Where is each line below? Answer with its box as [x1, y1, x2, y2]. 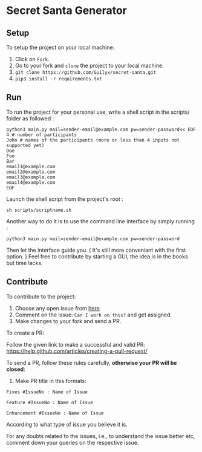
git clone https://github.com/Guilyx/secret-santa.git [15, 70, 157, 76]
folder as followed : [6, 114, 54, 122]
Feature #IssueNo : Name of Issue [6, 399, 94, 405]
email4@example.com [6, 179, 56, 185]
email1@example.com [6, 163, 56, 169]
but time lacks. [6, 259, 44, 266]
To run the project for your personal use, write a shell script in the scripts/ [6, 108, 190, 116]
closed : [6, 365, 25, 373]
